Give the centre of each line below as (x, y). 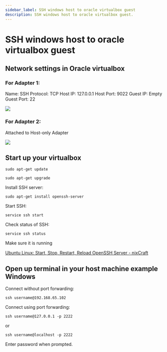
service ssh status (26, 234)
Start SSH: (16, 206)
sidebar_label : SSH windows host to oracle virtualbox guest (70, 10)
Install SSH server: (24, 188)
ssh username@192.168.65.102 (36, 298)
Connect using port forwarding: (38, 307)
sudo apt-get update (27, 169)
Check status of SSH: (27, 225)
